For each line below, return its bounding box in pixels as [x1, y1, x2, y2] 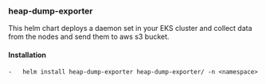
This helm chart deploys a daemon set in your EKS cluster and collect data [8, 24, 252, 33]
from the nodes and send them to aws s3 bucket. [8, 32, 170, 41]
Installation [8, 50, 46, 59]
